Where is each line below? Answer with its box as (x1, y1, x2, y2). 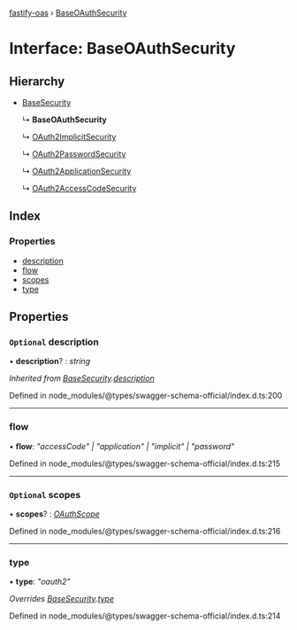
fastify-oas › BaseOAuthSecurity (9, 8, 127, 18)
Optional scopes (9, 488, 81, 501)
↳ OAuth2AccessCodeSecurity (21, 183, 137, 193)
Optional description (9, 336, 99, 348)
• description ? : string (9, 356, 91, 367)
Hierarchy (9, 74, 65, 89)
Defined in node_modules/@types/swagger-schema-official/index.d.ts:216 (9, 525, 281, 536)
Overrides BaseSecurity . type (9, 594, 115, 604)
